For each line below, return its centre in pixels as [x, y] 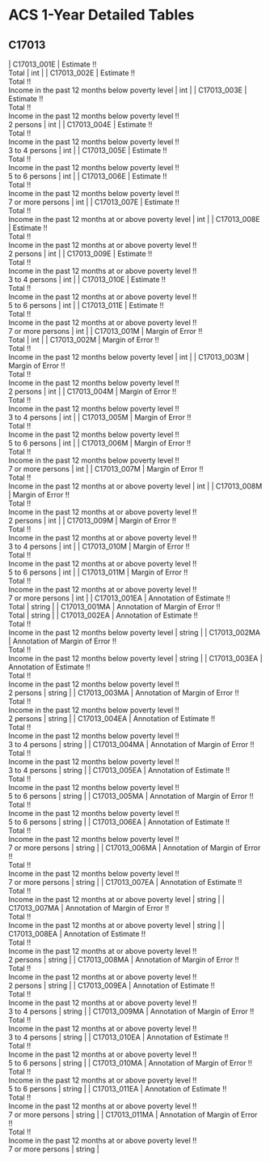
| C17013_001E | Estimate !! [53, 64]
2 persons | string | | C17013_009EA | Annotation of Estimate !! [112, 985]
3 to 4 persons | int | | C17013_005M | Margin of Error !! [100, 417]
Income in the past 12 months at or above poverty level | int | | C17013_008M [135, 486]
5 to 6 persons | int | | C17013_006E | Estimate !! [88, 176]
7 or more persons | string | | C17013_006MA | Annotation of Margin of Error [135, 848]
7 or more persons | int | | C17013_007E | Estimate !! [94, 202]
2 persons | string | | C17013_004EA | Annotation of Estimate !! [112, 718]
